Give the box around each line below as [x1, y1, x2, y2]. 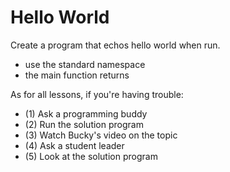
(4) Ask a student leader [24, 139, 125, 151]
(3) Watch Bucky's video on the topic [24, 129, 178, 141]
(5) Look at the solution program [24, 150, 158, 162]
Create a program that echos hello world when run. [10, 39, 221, 51]
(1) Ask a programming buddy [24, 107, 148, 120]
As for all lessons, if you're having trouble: [10, 88, 184, 100]
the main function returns [24, 69, 130, 81]
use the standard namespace [24, 58, 146, 70]
